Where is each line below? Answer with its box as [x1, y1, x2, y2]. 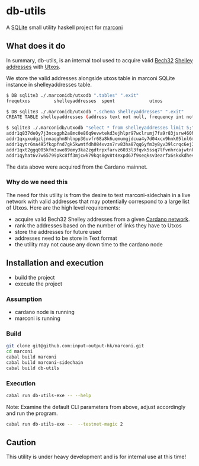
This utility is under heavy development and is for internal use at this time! [6, 453, 187, 461]
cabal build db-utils [6, 365, 60, 371]
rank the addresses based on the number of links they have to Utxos [14, 221, 182, 229]
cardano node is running [14, 308, 75, 315]
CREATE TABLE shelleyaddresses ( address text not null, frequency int [6, 114, 184, 120]
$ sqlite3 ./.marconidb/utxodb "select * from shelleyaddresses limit [6, 125, 184, 131]
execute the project [14, 280, 63, 287]
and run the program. [6, 410, 58, 417]
